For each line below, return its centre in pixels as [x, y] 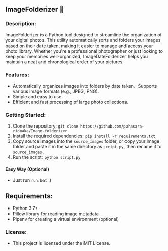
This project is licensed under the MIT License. [61, 243]
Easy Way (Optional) [27, 169]
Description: [21, 24]
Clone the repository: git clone [45, 126]
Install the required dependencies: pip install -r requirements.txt [84, 136]
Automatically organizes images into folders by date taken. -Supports [85, 86]
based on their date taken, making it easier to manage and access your [79, 46]
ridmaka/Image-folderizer [40, 131]
